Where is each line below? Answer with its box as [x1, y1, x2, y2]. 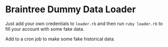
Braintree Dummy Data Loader [5, 4, 136, 15]
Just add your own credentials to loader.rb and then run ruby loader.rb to [5, 20, 163, 27]
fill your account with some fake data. [5, 26, 85, 32]
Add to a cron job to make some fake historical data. [5, 36, 115, 42]
